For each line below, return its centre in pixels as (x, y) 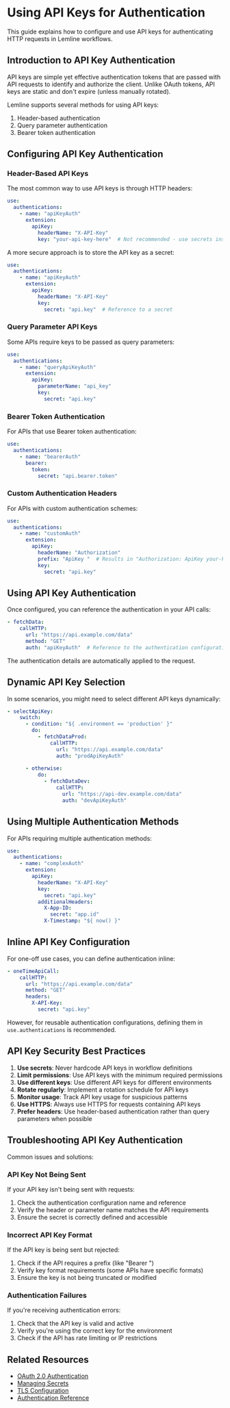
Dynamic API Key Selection (66, 682)
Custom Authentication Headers (62, 493)
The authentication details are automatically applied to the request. (101, 661)
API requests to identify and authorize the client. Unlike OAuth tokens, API (111, 84)
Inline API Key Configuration (68, 942)
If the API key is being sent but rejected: (63, 1250)
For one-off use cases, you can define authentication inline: (91, 958)
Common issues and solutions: (50, 1157)
